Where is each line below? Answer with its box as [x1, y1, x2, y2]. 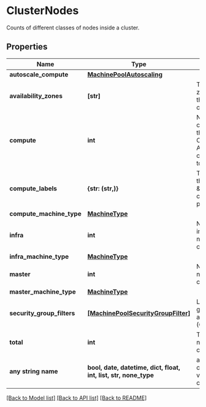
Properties [6, 42, 48, 52]
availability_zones [9, 91, 63, 100]
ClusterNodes [6, 4, 79, 18]
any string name [9, 367, 58, 375]
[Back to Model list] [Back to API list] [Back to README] [6, 394, 147, 401]
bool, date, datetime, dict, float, [87, 363, 181, 372]
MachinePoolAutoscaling [87, 70, 163, 78]
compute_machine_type [9, 209, 82, 218]
